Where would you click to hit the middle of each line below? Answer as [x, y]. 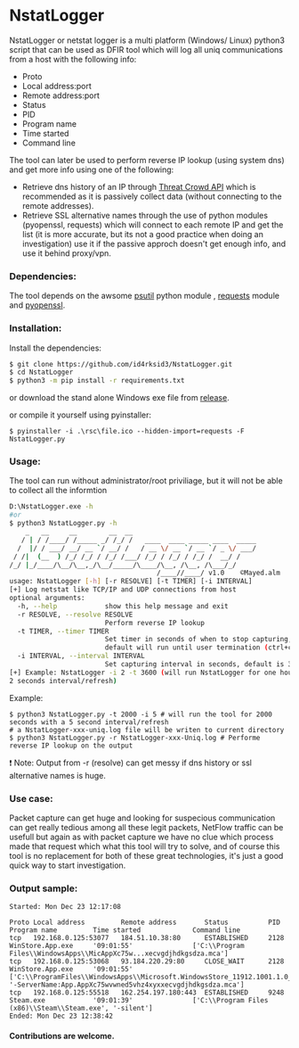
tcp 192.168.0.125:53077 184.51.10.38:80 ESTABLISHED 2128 [147, 938]
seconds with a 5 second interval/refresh [89, 722]
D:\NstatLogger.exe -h [51, 507]
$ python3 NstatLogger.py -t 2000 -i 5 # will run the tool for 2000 [141, 714]
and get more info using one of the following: [92, 169]
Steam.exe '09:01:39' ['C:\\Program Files [139, 1001]
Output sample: [44, 888]
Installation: [36, 328]
